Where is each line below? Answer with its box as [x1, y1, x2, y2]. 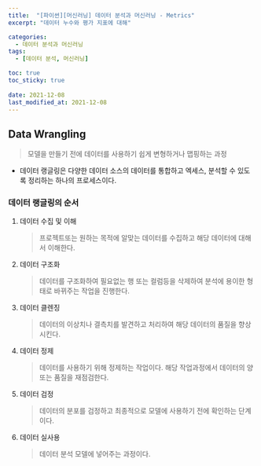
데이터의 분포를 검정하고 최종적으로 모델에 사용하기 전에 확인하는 [39, 406, 237, 416]
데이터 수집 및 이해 [19, 217, 77, 226]
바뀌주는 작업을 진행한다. [53, 286, 130, 295]
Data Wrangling [8, 127, 86, 141]
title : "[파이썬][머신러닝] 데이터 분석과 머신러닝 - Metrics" [8, 11, 195, 20]
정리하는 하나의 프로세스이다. [28, 176, 116, 185]
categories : [8, 33, 47, 41]
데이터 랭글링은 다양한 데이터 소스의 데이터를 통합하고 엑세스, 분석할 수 [19, 166, 236, 175]
